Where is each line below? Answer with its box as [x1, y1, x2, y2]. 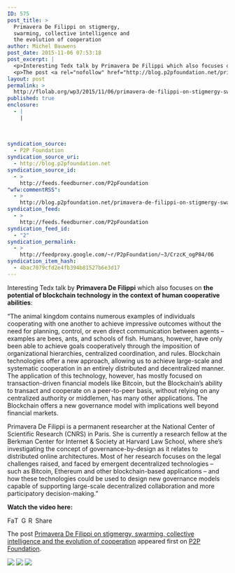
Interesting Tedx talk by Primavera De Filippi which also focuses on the [7, 283, 213, 291]
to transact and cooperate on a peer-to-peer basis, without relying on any [7, 386, 220, 394]
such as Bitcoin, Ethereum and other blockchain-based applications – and [7, 467, 220, 475]
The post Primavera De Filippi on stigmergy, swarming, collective [7, 530, 194, 538]
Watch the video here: [7, 502, 73, 511]
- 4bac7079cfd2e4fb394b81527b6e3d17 [13, 264, 120, 271]
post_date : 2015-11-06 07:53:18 [7, 50, 101, 57]
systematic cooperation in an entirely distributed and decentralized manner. [7, 364, 225, 372]
